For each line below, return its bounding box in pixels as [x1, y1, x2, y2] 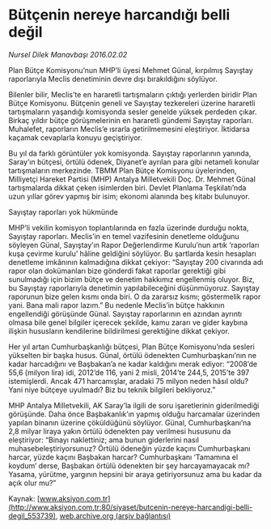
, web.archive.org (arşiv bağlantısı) [55, 510, 171, 520]
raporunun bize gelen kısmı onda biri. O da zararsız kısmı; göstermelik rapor [8, 292, 261, 301]
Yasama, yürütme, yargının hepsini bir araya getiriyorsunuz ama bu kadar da [8, 469, 262, 479]
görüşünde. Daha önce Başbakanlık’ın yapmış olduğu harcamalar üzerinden [8, 409, 260, 419]
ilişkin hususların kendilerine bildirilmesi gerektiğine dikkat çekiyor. [8, 326, 231, 335]
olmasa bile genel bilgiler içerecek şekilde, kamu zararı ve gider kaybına [8, 318, 248, 327]
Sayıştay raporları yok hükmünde [8, 207, 119, 216]
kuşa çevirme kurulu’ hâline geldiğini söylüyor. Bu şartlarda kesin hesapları [8, 249, 256, 258]
